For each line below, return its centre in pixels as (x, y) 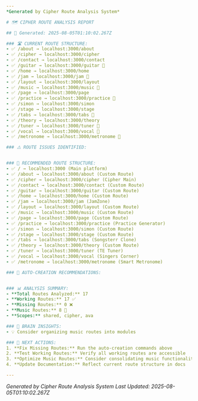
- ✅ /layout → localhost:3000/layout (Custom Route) (73, 207)
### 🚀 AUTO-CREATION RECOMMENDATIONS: (54, 272)
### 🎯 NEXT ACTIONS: (32, 343)
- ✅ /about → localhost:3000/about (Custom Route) (70, 174)
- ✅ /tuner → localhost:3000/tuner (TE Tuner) (65, 251)
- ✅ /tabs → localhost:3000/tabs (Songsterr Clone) (71, 240)
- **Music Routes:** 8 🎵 (37, 310)
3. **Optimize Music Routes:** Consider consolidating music (83, 359)
